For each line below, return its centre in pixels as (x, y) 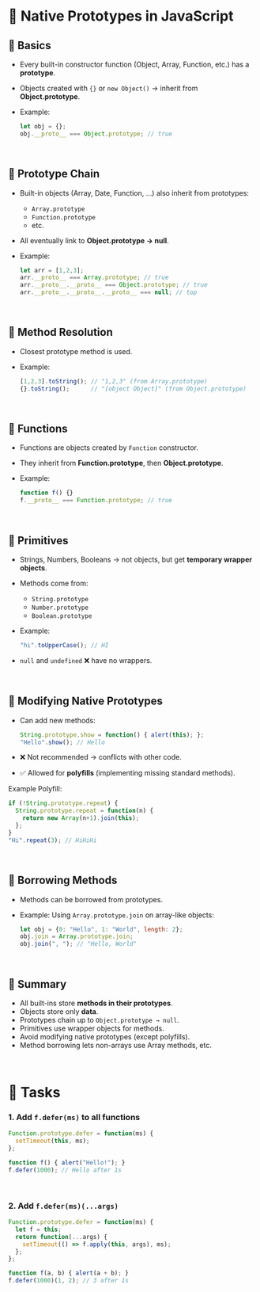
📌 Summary (38, 984)
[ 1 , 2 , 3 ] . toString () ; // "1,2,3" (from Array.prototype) (113, 381)
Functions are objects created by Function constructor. (109, 448)
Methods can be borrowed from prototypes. (91, 899)
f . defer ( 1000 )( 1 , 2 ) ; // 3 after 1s (68, 1281)
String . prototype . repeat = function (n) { (85, 811)
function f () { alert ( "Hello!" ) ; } (67, 1163)
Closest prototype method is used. (76, 351)
